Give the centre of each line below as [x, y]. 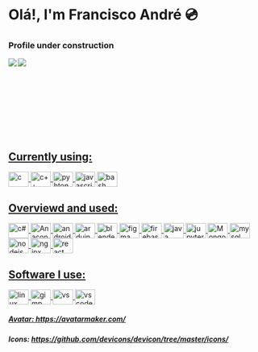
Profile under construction [61, 46]
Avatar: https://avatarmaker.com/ [67, 319]
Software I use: [47, 274]
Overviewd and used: [63, 208]
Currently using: [50, 157]
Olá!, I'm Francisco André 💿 [103, 15]
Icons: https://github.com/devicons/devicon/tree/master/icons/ [119, 339]
